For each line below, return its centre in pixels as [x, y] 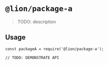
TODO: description [37, 21]
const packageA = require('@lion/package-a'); [54, 49]
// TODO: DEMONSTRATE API [32, 57]
